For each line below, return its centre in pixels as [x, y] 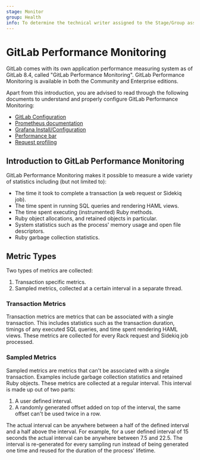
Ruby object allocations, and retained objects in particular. [86, 218]
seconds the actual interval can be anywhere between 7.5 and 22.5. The [94, 437]
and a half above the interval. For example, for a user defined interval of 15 [97, 431]
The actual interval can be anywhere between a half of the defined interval [98, 425]
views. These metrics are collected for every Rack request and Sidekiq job [97, 336]
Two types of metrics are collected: [50, 270]
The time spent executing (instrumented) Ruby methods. [84, 212]
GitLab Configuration [40, 117]
